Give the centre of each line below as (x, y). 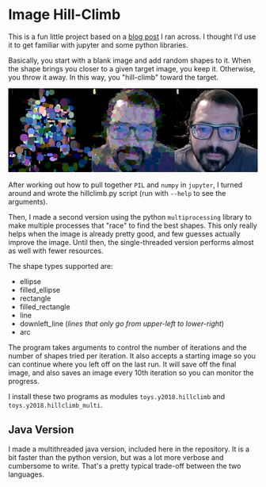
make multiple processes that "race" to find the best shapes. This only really (133, 225)
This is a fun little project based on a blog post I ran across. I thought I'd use (132, 36)
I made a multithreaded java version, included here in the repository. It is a (129, 449)
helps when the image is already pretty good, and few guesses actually (124, 234)
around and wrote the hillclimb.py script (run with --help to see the (117, 193)
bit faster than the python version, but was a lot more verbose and (116, 457)
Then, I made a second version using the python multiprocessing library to (130, 217)
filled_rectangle (45, 306)
